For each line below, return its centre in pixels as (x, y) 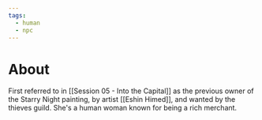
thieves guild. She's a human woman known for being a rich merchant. (123, 108)
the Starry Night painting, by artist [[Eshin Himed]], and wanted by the (122, 99)
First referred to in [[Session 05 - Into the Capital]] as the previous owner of (131, 91)
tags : (17, 15)
